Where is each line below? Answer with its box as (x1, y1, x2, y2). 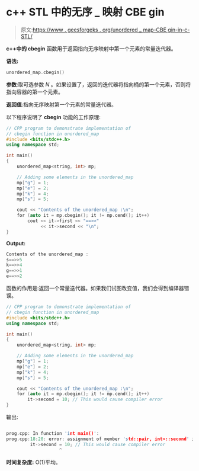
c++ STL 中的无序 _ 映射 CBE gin (6, 5, 165, 19)
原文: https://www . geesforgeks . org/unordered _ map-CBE (20, 26, 167, 33)
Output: (6, 239, 25, 246)
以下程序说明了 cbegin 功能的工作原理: (6, 113, 101, 120)
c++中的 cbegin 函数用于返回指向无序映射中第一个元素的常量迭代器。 (6, 45, 176, 52)
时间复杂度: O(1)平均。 (6, 459, 61, 466)
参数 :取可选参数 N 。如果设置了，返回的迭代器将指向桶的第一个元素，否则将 (6, 81, 191, 88)
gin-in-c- (168, 26, 190, 33)
